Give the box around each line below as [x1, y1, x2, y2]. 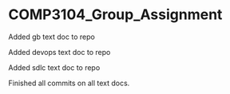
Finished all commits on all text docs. [8, 78, 130, 88]
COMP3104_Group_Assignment [8, 6, 223, 24]
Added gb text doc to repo [8, 32, 96, 41]
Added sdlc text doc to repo [8, 62, 101, 72]
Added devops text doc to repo [8, 47, 111, 57]
